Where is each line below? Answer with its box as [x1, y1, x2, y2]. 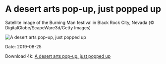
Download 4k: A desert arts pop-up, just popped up [5, 53, 111, 59]
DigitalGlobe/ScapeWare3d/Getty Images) [5, 24, 91, 30]
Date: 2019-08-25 [5, 43, 42, 49]
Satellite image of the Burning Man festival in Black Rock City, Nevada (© [5, 20, 155, 25]
